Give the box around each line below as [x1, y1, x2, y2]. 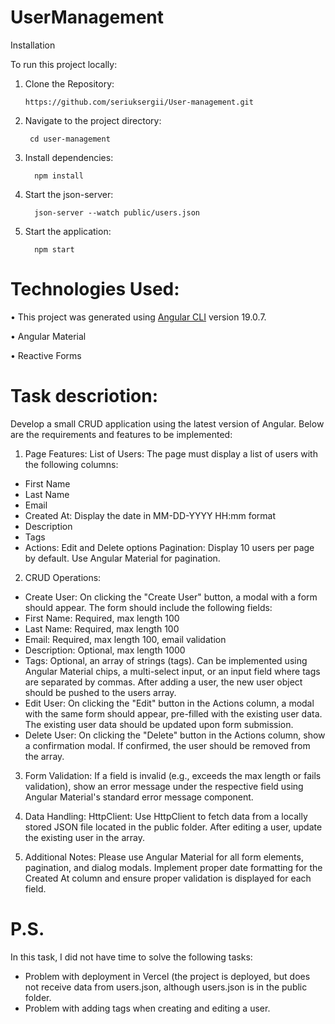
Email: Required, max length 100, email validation [24, 633, 227, 645]
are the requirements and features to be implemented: [10, 428, 233, 440]
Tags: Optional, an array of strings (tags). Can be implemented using [24, 654, 308, 666]
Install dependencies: [24, 151, 114, 163]
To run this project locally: [10, 58, 118, 70]
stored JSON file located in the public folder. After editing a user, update [24, 821, 323, 833]
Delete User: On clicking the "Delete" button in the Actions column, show [24, 729, 326, 741]
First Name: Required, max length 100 [24, 612, 180, 624]
